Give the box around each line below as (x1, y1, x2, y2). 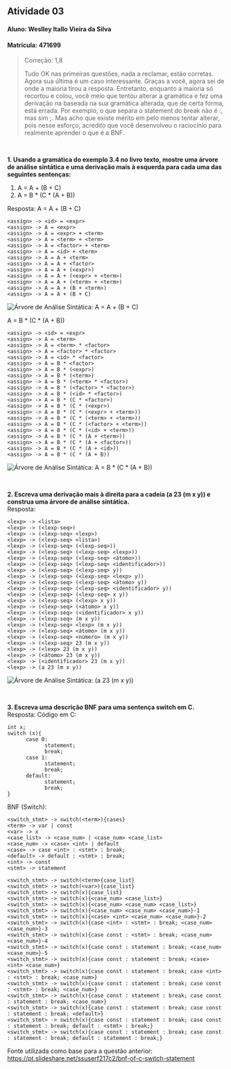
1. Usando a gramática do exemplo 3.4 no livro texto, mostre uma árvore (7, 155, 219, 164)
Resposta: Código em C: (7, 710, 77, 719)
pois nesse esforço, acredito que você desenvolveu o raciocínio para (24, 121, 222, 130)
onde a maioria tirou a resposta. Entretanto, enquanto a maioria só (24, 85, 214, 93)
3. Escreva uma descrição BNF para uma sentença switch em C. (7, 703, 195, 712)
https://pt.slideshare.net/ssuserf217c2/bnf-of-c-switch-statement (7, 1054, 196, 1063)
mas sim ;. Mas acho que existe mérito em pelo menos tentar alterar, (24, 114, 220, 122)
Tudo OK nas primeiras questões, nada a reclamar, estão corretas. (24, 69, 214, 78)
